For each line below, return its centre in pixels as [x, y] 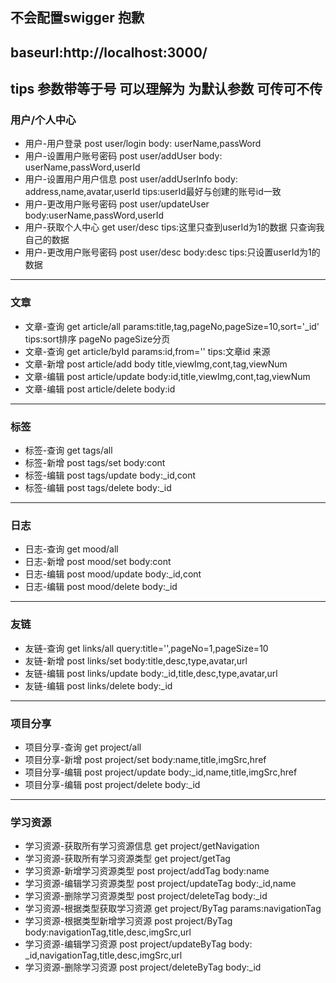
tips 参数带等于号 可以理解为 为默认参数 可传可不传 [166, 89]
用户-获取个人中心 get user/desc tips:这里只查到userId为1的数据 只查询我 [174, 227]
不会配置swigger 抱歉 [77, 18]
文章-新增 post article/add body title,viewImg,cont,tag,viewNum [156, 364]
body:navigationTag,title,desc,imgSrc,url [108, 932]
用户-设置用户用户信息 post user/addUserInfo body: [131, 179]
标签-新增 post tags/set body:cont [95, 463]
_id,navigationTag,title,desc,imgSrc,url [103, 955]
